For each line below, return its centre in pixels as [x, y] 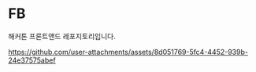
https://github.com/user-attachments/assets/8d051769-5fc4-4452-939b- [128, 52]
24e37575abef [32, 60]
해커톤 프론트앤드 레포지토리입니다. [62, 36]
